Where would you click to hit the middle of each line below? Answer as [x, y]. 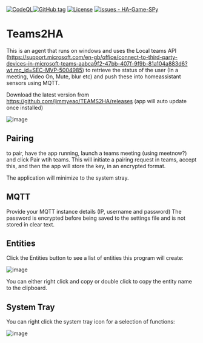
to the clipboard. [27, 288]
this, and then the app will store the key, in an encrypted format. [86, 166]
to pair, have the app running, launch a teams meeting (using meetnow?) [97, 153]
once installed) [25, 107]
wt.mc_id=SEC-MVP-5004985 [45, 70]
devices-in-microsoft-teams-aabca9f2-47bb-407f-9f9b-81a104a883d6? [97, 63]
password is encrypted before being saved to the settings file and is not [96, 218]
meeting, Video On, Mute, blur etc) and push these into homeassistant [94, 76]
